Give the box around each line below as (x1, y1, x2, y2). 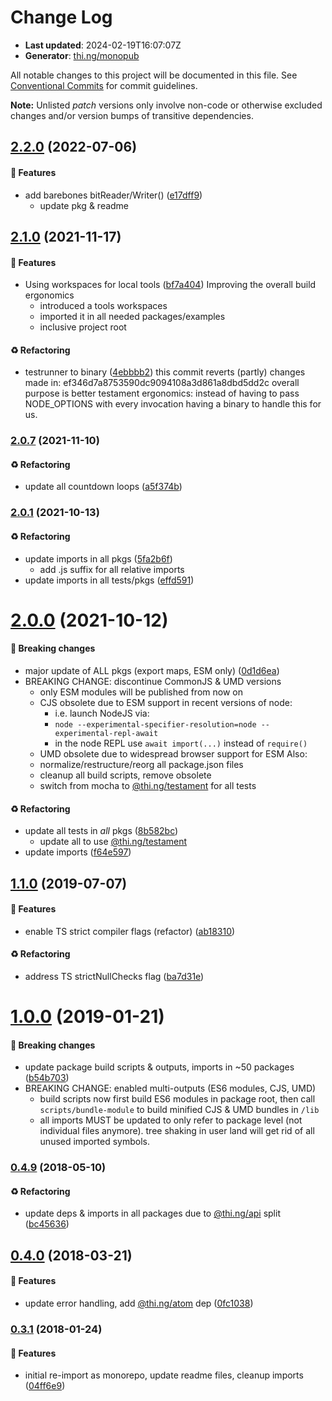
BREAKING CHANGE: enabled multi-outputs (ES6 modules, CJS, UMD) (24, 1082, 317, 1095)
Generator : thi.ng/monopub (24, 49, 140, 61)
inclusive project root (39, 321, 127, 333)
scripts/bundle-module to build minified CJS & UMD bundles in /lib (39, 1104, 320, 1116)
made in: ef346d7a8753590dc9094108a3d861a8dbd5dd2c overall (24, 377, 300, 389)
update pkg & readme (39, 199, 130, 211)
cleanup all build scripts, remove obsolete (39, 769, 212, 781)
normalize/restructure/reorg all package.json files (39, 758, 244, 770)
